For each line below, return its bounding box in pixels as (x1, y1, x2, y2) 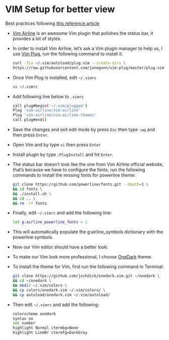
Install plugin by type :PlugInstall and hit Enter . (12, 152, 114, 158)
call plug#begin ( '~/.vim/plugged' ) (12, 103, 88, 108)
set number (12, 321, 36, 326)
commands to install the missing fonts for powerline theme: (12, 172, 136, 178)
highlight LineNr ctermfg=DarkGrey (12, 330, 88, 335)
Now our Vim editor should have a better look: (12, 244, 108, 250)
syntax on (12, 316, 34, 321)
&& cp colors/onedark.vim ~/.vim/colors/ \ (12, 287, 106, 292)
